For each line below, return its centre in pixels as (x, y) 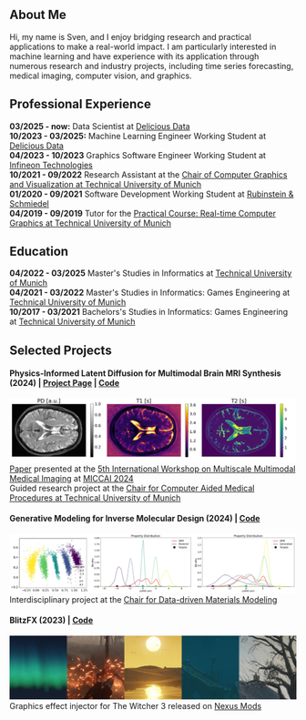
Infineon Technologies (51, 165)
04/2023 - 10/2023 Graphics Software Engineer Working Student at (138, 155)
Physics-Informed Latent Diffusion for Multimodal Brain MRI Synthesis (145, 373)
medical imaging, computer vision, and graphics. (101, 76)
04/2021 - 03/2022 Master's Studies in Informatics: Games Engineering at (150, 293)
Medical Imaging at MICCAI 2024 (71, 478)
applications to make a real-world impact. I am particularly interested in (143, 46)
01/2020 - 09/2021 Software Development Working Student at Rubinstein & (152, 194)
